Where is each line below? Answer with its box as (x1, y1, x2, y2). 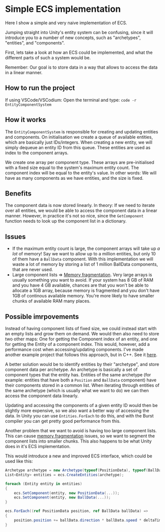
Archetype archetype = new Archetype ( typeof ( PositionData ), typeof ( (5, 468, 148, 473)
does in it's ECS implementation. (5, 444, 71, 449)
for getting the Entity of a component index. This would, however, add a (5, 341, 150, 347)
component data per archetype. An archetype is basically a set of (5, 367, 138, 372)
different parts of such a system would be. (5, 54, 91, 60)
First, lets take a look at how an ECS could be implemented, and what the (5, 49, 153, 55)
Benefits (5, 189, 32, 198)
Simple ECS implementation (5, 3, 121, 15)
